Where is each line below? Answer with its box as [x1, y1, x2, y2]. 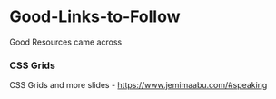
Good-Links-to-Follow [9, 6, 181, 27]
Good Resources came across [9, 36, 123, 47]
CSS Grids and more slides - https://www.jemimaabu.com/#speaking [9, 80, 268, 91]
